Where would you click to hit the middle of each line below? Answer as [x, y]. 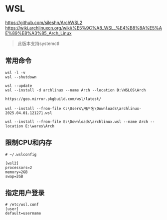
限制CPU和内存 [29, 143]
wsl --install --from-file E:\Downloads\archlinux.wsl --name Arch [77, 121]
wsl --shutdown [21, 77]
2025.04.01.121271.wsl [29, 113]
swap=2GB [14, 176]
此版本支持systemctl [38, 43]
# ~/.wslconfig [21, 154]
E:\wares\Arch [40, 126]
